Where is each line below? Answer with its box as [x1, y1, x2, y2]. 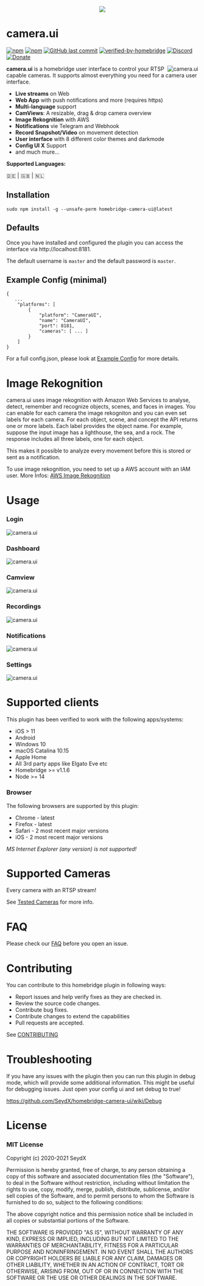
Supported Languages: [6, 160, 66, 167]
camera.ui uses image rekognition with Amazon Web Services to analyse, [6, 396, 191, 404]
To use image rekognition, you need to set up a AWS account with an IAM [6, 465, 191, 473]
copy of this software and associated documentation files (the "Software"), [6, 1173, 195, 1180]
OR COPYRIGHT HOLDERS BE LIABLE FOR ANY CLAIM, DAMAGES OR [6, 1254, 183, 1262]
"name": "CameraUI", [38, 318, 91, 324]
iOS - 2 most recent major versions [15, 833, 104, 841]
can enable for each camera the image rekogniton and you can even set [6, 409, 187, 417]
